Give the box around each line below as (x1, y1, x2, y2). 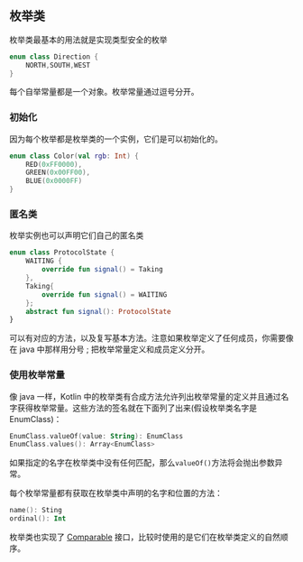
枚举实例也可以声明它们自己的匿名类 (9, 230, 144, 241)
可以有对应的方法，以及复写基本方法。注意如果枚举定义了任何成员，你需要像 (9, 333, 294, 344)
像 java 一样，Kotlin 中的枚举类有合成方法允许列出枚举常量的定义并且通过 (9, 391, 281, 401)
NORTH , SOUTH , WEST (25, 60, 91, 69)
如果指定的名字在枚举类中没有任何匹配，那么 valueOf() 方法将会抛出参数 (9, 457, 275, 468)
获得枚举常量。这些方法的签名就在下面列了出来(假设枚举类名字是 (16, 402, 258, 413)
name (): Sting (9, 506, 63, 515)
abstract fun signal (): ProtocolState (25, 307, 171, 316)
